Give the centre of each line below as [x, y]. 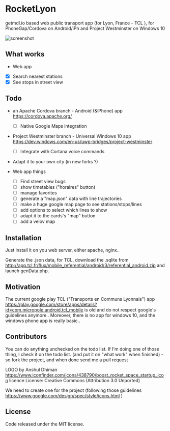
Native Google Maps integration [53, 126]
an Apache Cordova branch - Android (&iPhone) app [68, 110]
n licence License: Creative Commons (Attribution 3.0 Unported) [73, 380]
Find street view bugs [43, 181]
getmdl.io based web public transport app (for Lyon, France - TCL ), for [80, 23]
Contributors [26, 337]
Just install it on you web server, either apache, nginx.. [63, 250]
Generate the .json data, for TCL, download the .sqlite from [67, 260]
